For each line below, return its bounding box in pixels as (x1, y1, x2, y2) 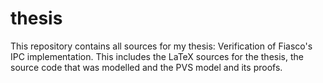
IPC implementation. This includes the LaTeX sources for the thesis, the (10, 50, 304, 62)
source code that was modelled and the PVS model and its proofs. (10, 61, 283, 73)
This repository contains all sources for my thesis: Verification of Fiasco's (10, 40, 313, 52)
